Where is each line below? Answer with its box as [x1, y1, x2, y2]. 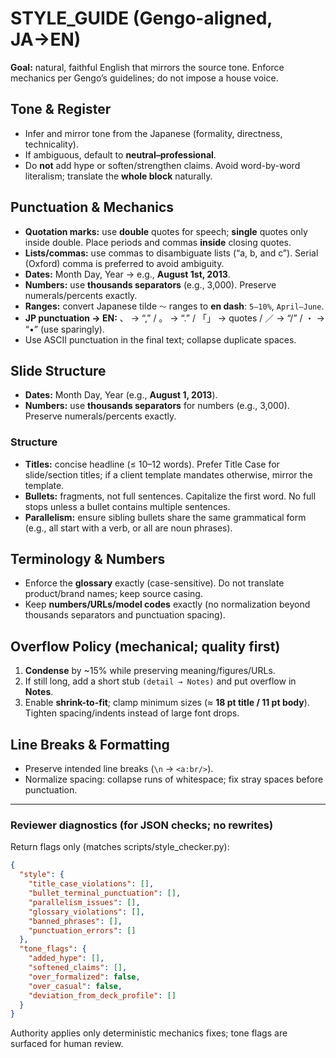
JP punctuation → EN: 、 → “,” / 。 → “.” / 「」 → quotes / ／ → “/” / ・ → [24, 312, 325, 324]
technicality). [24, 138, 79, 150]
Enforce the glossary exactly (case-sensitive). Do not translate [24, 577, 285, 589]
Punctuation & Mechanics [10, 199, 175, 216]
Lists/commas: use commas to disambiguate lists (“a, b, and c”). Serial [24, 247, 319, 259]
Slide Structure [10, 362, 107, 379]
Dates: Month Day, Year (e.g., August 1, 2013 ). [24, 389, 218, 401]
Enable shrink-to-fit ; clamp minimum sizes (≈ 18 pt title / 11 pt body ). [24, 697, 310, 709]
